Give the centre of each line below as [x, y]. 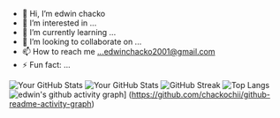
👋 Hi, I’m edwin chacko [64, 14]
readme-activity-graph [50, 104]
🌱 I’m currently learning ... [69, 32]
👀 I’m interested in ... [59, 23]
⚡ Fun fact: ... [46, 65]
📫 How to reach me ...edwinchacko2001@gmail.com [118, 52]
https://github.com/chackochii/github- [201, 94]
